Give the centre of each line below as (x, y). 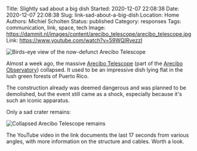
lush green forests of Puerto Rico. (47, 76)
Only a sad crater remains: (39, 112)
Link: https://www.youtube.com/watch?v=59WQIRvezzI (74, 40)
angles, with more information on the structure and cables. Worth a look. (95, 141)
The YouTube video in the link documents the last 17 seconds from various (98, 135)
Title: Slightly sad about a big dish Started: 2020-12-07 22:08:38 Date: (93, 9)
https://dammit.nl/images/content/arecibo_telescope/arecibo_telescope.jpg (99, 34)
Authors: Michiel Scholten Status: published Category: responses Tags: (94, 21)
